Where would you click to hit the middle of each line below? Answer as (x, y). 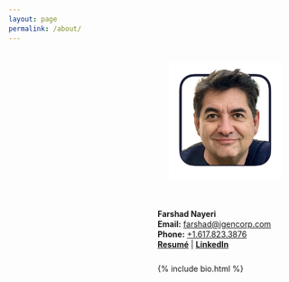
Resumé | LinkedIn (193, 245)
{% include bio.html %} (201, 268)
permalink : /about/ (45, 28)
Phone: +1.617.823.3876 (202, 234)
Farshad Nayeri (187, 213)
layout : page (33, 19)
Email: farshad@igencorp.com (214, 224)
